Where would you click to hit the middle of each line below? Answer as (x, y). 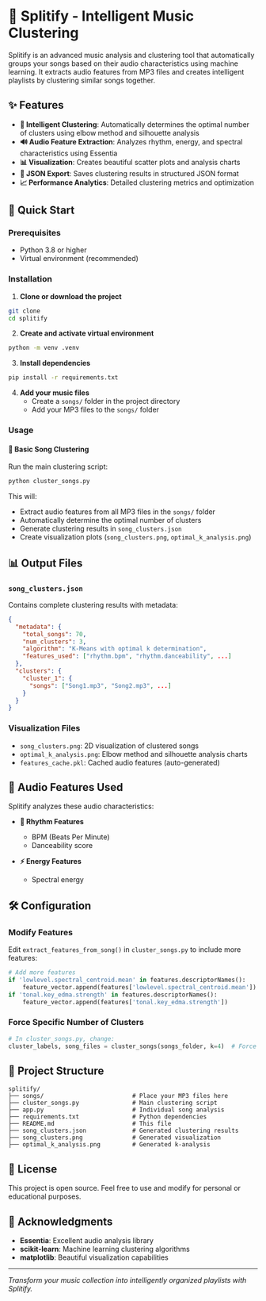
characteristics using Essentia (68, 153)
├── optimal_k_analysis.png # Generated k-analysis (110, 1145)
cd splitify (28, 318)
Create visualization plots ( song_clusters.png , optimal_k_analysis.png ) (135, 537)
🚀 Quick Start (42, 211)
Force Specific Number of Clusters (76, 1023)
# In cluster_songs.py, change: (61, 1038)
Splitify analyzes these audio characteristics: (81, 806)
